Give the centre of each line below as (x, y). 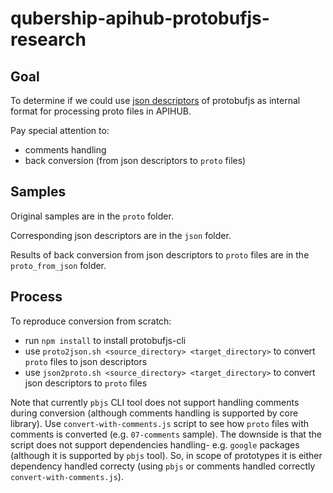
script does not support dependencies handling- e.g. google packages (155, 444)
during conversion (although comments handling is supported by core (154, 413)
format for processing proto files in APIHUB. (101, 111)
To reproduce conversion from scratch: (91, 321)
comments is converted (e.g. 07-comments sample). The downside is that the (166, 434)
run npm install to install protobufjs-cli (105, 340)
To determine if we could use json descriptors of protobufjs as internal (155, 100)
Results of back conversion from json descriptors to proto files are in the (160, 254)
